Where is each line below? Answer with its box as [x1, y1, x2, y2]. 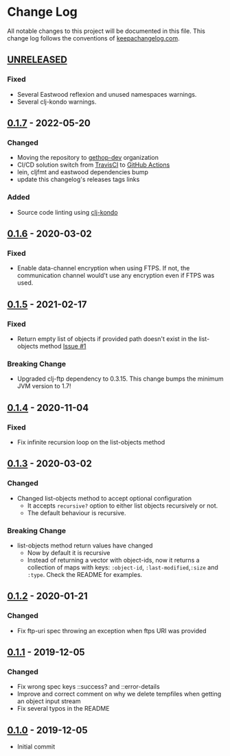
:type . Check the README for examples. [27, 570, 143, 578]
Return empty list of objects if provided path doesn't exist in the [16, 334, 198, 343]
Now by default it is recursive [27, 548, 111, 556]
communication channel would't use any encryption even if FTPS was [16, 272, 215, 280]
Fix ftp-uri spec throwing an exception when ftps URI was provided [16, 626, 207, 635]
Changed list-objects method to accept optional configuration [16, 494, 192, 502]
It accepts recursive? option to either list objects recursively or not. [27, 501, 218, 510]
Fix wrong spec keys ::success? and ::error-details [16, 683, 160, 691]
